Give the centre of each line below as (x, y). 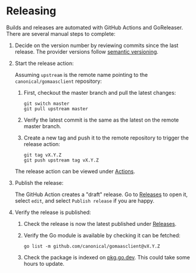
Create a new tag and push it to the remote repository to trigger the (106, 138)
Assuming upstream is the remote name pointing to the (81, 75)
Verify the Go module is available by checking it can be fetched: (102, 235)
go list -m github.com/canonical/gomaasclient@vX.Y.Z (92, 246)
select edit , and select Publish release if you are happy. (85, 200)
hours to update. (44, 263)
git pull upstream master (56, 108)
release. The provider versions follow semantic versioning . (87, 51)
